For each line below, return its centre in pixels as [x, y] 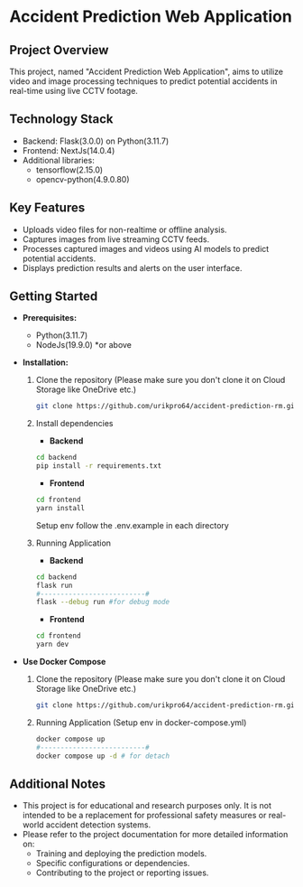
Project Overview [59, 50]
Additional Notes [58, 784]
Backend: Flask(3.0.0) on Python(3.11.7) [96, 141]
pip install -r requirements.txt [99, 466]
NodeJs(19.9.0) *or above [84, 345]
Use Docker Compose [64, 662]
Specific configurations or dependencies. [113, 864]
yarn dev [52, 644]
